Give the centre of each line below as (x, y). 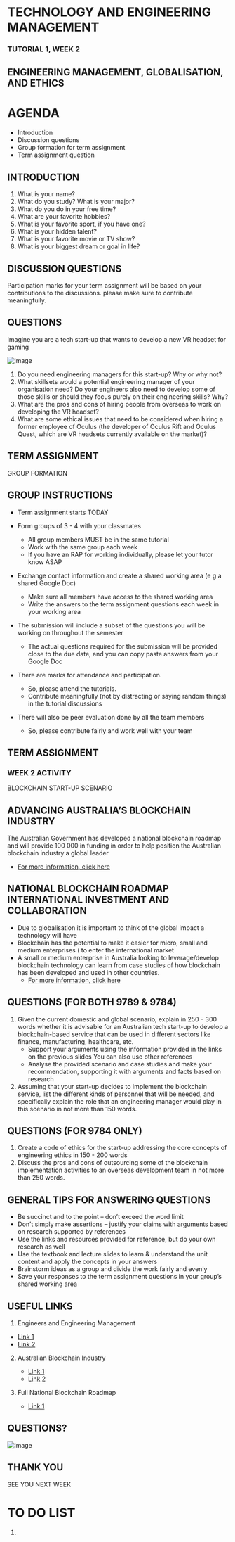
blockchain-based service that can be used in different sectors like (114, 1034)
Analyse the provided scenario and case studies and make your (120, 1064)
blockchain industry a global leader (58, 853)
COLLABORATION (47, 911)
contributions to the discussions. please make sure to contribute (100, 293)
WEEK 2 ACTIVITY (39, 772)
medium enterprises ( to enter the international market (95, 950)
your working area (54, 611)
